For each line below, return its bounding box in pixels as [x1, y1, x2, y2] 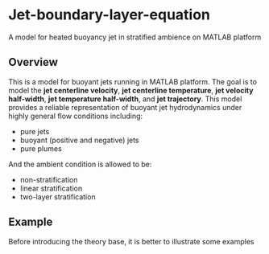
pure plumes [19, 143, 62, 154]
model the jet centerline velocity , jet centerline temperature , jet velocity [8, 85, 254, 95]
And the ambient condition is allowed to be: [8, 159, 152, 169]
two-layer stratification [19, 191, 96, 202]
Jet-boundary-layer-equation [8, 6, 211, 24]
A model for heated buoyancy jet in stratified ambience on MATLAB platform [8, 32, 262, 42]
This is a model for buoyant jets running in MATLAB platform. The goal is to [8, 76, 258, 86]
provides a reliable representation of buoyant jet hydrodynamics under [8, 102, 242, 112]
